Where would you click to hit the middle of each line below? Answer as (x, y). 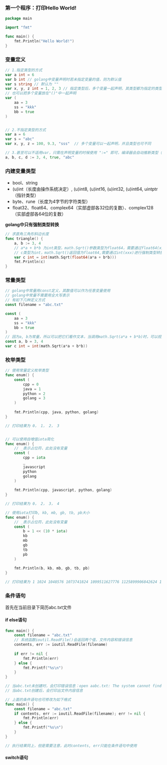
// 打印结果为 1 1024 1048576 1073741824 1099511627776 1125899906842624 (81, 582)
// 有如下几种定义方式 (25, 300)
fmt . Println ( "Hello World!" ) (44, 41)
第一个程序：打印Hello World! (41, 7)
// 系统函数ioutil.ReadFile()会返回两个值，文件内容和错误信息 (73, 640)
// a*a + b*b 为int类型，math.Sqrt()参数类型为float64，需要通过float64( (87, 248)
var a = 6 (15, 135)
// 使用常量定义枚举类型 (27, 371)
